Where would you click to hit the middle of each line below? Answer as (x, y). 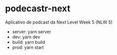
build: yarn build (29, 42)
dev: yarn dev (26, 37)
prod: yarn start (28, 47)
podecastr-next (38, 9)
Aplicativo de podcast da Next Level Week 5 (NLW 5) (59, 22)
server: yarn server (32, 31)
